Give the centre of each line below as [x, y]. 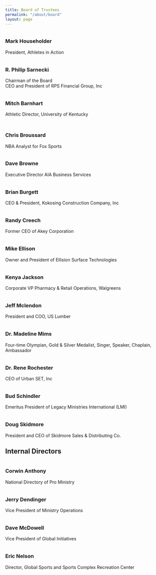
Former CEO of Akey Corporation [40, 231]
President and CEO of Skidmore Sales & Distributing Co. [63, 435]
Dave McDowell [25, 528]
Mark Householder [28, 41]
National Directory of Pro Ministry [40, 482]
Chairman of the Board [29, 80]
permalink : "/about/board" [33, 15]
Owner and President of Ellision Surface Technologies [61, 260]
